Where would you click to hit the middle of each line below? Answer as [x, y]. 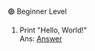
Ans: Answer [41, 38]
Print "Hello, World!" [53, 30]
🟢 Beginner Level [37, 11]
